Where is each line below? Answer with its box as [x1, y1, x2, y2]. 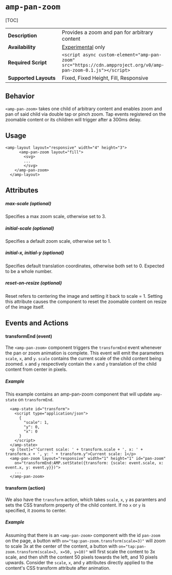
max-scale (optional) [5, 200, 52, 206]
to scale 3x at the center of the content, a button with [5, 543, 118, 549]
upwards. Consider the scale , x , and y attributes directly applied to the [5, 559, 154, 565]
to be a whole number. [5, 268, 53, 274]
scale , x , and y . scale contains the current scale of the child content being [5, 355, 162, 362]
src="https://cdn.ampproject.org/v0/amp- [61, 62, 164, 68]
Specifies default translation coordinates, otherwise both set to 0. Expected [5, 262, 165, 269]
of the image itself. [5, 303, 45, 310]
